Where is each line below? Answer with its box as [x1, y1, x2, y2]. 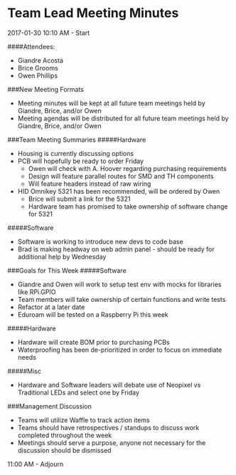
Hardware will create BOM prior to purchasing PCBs [17, 338, 170, 346]
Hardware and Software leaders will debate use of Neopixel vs [17, 380, 201, 389]
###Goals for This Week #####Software [7, 266, 127, 275]
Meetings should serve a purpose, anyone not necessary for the [17, 438, 206, 447]
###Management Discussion [7, 402, 92, 410]
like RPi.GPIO [17, 287, 56, 296]
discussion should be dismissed [17, 446, 112, 454]
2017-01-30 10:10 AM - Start [7, 28, 90, 37]
